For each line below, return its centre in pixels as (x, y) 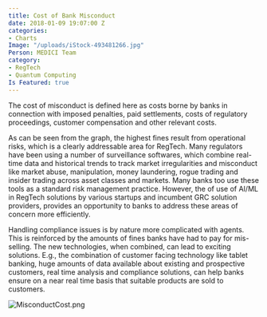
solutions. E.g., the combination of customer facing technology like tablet (128, 255)
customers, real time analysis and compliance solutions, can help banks (126, 271)
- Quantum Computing (43, 75)
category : (25, 61)
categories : (28, 30)
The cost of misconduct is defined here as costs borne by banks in (118, 105)
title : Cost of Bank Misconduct (62, 16)
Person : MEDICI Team (43, 53)
